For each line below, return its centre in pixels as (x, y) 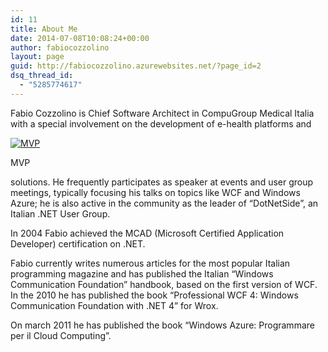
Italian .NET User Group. (60, 213)
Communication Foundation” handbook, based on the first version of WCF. (164, 284)
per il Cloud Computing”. (61, 335)
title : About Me (44, 29)
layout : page (37, 57)
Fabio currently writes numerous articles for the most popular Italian (150, 263)
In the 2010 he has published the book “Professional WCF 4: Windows (154, 295)
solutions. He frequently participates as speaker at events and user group (162, 182)
